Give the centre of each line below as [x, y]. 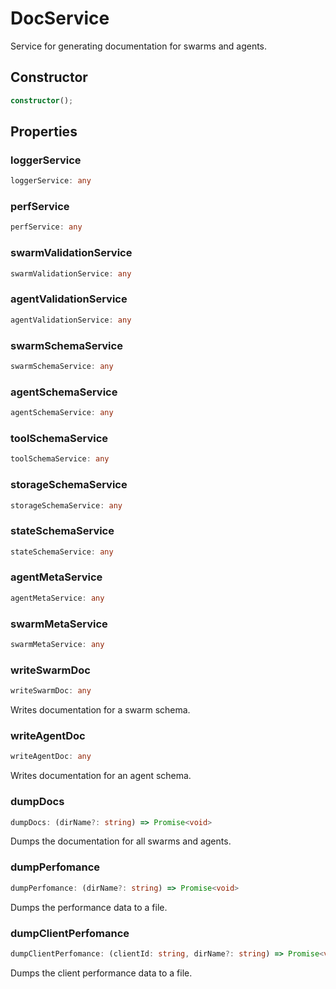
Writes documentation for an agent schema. [101, 776]
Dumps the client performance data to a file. [101, 973]
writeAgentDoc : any [51, 757]
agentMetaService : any [57, 598]
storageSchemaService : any [66, 505]
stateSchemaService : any [62, 552]
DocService [60, 18]
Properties [44, 132]
